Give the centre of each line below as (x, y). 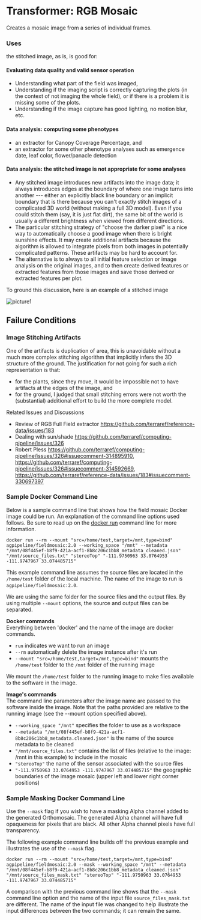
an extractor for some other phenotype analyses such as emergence (100, 149)
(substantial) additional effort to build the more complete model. (94, 400)
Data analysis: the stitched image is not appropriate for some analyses (96, 169)
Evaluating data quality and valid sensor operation (70, 70)
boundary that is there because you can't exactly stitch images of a (98, 201)
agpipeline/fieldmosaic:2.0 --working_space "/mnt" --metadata (87, 545)
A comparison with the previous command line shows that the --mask (91, 892)
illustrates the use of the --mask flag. (51, 848)
